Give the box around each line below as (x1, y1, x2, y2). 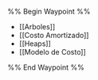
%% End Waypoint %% (7, 63, 84, 72)
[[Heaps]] (18, 39, 51, 48)
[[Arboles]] (18, 22, 56, 31)
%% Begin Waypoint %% (7, 7, 91, 16)
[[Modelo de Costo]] (18, 48, 87, 56)
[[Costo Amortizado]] (18, 31, 89, 40)
